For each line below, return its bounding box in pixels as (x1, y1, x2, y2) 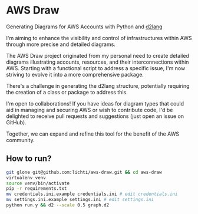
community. (6, 136, 35, 143)
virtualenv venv (6, 175, 46, 180)
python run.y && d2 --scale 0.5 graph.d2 (6, 202, 110, 208)
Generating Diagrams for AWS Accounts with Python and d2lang (6, 23, 163, 30)
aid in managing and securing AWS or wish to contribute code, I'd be (6, 106, 173, 113)
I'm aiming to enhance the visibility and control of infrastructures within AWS (6, 34, 192, 41)
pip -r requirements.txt (6, 186, 67, 192)
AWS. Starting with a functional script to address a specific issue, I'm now (6, 64, 186, 71)
